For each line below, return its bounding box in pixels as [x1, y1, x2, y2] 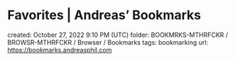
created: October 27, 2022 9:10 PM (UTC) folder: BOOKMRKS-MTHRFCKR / [7, 30, 229, 39]
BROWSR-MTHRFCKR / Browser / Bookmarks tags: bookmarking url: [7, 38, 208, 46]
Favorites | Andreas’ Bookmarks [7, 7, 201, 23]
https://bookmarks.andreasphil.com [7, 45, 112, 54]
